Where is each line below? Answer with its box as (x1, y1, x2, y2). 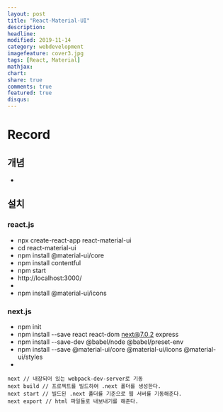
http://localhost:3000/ (17, 274, 82, 282)
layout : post (7, 10, 46, 18)
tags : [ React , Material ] (7, 57, 81, 64)
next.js (7, 306, 32, 316)
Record (7, 127, 51, 143)
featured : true (7, 89, 52, 96)
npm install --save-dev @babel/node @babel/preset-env (17, 338, 184, 346)
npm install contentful (17, 258, 81, 267)
